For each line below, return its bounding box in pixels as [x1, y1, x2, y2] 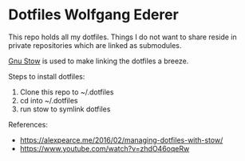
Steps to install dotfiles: [8, 71, 85, 81]
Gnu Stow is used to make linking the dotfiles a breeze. [8, 56, 189, 66]
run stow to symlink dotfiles [19, 104, 111, 114]
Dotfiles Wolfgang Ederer [8, 6, 180, 24]
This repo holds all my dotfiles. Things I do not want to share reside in [8, 32, 237, 42]
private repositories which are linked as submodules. [8, 40, 182, 50]
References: [8, 119, 48, 129]
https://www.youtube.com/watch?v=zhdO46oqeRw [19, 143, 190, 153]
